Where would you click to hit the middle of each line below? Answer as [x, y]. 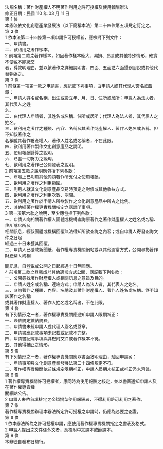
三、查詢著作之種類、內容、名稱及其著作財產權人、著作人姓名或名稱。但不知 [81, 290]
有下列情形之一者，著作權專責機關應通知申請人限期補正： [62, 314]
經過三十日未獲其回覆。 [28, 243]
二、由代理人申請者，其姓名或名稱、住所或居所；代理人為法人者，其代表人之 [81, 116]
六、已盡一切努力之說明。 [31, 159]
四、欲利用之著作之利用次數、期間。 [41, 195]
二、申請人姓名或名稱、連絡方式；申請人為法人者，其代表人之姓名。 [73, 284]
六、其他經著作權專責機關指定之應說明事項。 [50, 207]
